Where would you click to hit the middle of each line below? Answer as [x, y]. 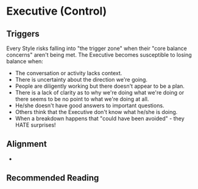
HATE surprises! [35, 125]
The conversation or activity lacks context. [69, 73]
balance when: [25, 61]
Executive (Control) [57, 11]
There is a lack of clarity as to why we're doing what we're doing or [100, 92]
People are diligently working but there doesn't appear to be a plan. [100, 86]
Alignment [27, 144]
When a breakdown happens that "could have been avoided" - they [100, 118]
